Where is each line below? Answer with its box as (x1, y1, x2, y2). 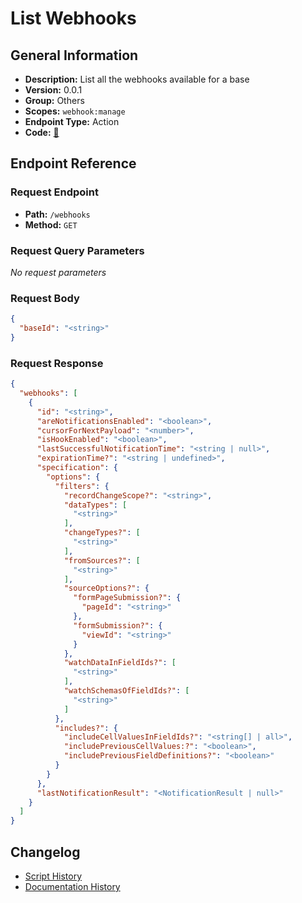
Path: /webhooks (24, 208, 91, 220)
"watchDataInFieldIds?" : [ (63, 658, 177, 668)
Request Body (10, 291, 80, 305)
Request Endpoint (10, 185, 99, 199)
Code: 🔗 (24, 127, 60, 138)
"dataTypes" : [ (63, 500, 128, 510)
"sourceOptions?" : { (63, 583, 150, 594)
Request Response (10, 356, 104, 370)
